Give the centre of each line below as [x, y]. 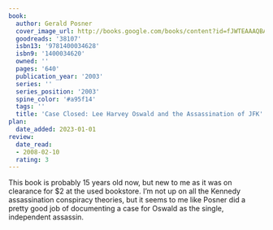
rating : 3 [32, 159]
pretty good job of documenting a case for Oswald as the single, [116, 209]
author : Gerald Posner [54, 24]
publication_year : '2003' [60, 76]
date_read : [34, 144]
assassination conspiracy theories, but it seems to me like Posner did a [127, 200]
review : [22, 137]
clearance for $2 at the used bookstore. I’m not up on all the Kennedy [125, 191]
